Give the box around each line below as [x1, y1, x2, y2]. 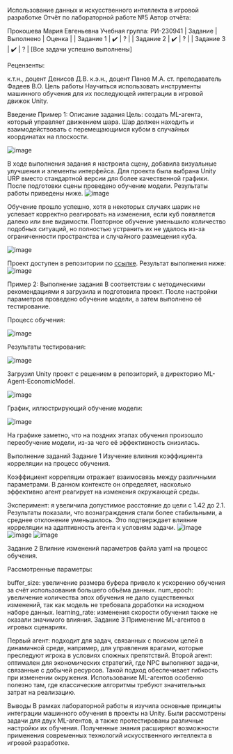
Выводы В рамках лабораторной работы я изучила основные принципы [7, 702, 222, 709]
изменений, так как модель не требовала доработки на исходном [7, 601, 204, 608]
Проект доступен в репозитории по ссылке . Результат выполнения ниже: [7, 259, 226, 267]
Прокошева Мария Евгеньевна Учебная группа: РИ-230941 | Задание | [7, 27, 218, 35]
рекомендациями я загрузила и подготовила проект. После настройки [7, 288, 218, 295]
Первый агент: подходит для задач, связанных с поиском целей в [7, 636, 204, 645]
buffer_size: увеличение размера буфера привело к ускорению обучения [7, 579, 226, 587]
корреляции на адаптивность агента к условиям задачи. [7, 524, 176, 531]
